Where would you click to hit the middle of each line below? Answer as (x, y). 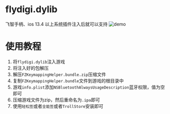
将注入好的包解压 (31, 68)
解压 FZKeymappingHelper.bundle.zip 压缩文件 (59, 74)
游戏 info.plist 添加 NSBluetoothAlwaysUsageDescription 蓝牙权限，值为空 (89, 87)
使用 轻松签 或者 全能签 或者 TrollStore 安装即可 (58, 106)
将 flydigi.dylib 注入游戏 (39, 62)
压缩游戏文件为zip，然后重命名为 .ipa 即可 (56, 100)
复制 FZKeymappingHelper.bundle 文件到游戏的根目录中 (68, 80)
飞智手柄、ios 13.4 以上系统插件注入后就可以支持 (57, 24)
